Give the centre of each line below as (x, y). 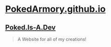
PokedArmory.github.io (55, 9)
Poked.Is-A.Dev (31, 27)
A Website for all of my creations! (52, 39)
